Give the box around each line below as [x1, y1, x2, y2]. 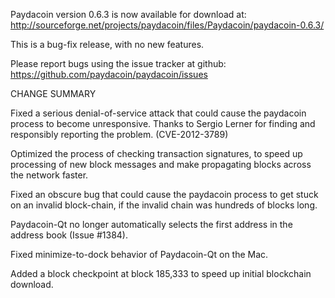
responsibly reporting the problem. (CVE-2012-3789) [10, 129, 229, 140]
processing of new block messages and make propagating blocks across [10, 159, 312, 170]
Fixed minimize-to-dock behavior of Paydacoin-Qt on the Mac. [10, 249, 269, 260]
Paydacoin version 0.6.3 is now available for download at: [10, 9, 247, 20]
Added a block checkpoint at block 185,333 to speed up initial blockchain [10, 268, 312, 279]
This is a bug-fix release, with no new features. [10, 39, 205, 50]
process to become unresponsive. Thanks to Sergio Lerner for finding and [10, 118, 316, 129]
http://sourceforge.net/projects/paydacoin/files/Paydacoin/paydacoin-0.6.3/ [10, 19, 325, 31]
